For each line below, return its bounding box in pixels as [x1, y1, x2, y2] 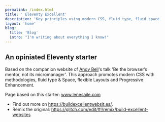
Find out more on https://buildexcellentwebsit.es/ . [12, 101, 113, 107]
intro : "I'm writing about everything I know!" [9, 35, 109, 40]
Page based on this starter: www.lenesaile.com [5, 91, 101, 97]
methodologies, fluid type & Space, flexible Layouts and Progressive [5, 77, 144, 82]
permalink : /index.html [5, 7, 54, 12]
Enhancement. [5, 82, 34, 88]
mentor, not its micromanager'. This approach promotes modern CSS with [5, 71, 155, 77]
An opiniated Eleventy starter [5, 53, 98, 62]
